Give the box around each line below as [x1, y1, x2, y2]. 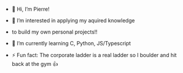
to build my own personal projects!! [11, 28, 98, 35]
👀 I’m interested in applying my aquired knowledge [11, 17, 135, 24]
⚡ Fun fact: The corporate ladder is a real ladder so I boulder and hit [11, 52, 177, 58]
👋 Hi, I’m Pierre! [11, 6, 50, 12]
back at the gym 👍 [11, 61, 58, 67]
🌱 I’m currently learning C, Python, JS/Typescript [11, 40, 131, 47]
